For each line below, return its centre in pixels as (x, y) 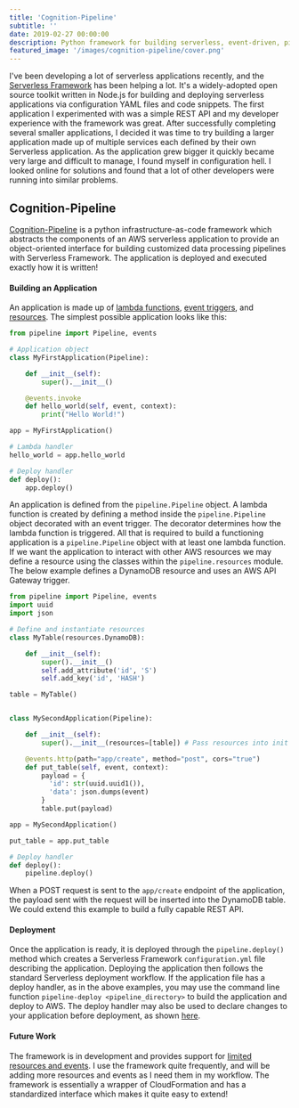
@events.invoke (53, 398)
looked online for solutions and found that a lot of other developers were (142, 171)
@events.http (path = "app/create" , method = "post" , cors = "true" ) (143, 759)
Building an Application (53, 288)
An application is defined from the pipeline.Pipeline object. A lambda (138, 505)
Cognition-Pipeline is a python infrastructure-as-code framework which (141, 229)
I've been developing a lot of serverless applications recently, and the (137, 76)
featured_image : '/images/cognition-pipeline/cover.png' (117, 51)
